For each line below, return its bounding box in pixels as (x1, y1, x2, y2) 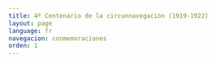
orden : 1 (8, 42, 38, 50)
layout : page (8, 19, 53, 27)
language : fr (8, 27, 53, 35)
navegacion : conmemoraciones (8, 34, 107, 43)
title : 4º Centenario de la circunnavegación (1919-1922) (8, 11, 209, 20)
